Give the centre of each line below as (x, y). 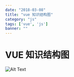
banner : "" (16, 29)
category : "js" (21, 19)
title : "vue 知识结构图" (29, 15)
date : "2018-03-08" (25, 10)
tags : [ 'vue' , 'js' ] (27, 24)
